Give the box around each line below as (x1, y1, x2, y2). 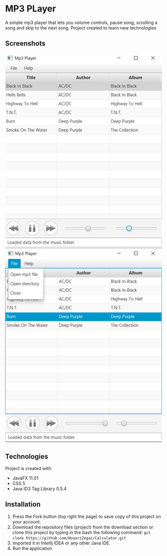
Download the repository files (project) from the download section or (12, 524, 154, 530)
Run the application (12, 545, 52, 551)
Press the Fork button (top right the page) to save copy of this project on (12, 513, 161, 520)
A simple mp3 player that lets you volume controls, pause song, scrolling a (5, 19, 158, 25)
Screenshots (5, 39, 46, 48)
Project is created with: (5, 466, 53, 472)
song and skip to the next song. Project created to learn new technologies (5, 24, 157, 30)
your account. (12, 519, 41, 525)
